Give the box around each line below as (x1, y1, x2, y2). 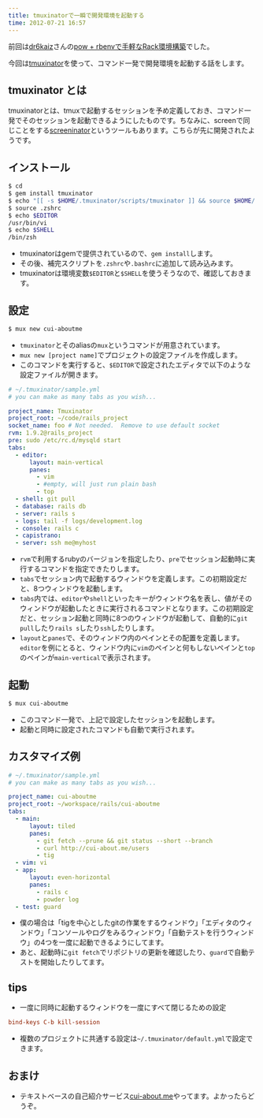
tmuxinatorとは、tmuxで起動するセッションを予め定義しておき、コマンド (8, 106, 245, 115)
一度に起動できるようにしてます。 (58, 937, 169, 947)
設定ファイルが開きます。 (19, 370, 102, 379)
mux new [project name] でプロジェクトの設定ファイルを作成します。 (19, 350, 242, 360)
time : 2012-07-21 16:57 (8, 19, 87, 27)
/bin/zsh (8, 233, 37, 241)
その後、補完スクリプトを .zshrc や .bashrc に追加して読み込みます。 (19, 259, 238, 268)
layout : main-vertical (28, 458, 104, 466)
